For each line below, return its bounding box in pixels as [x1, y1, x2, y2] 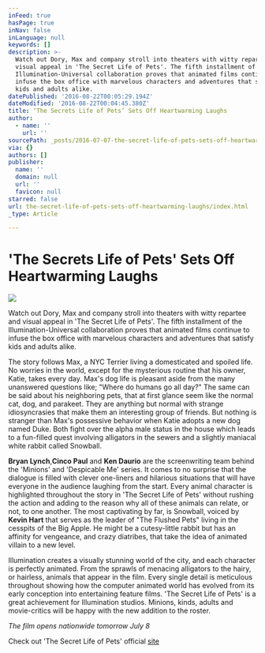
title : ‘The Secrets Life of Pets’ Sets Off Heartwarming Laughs [8, 107, 227, 115]
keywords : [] [8, 41, 51, 49]
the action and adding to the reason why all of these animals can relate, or [8, 498, 249, 508]
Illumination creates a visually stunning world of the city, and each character [8, 556, 256, 565]
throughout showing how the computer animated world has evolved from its [8, 581, 255, 591]
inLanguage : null [8, 33, 65, 42]
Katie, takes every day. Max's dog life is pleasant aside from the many [8, 374, 235, 384]
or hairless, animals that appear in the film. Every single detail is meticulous [8, 572, 253, 582]
